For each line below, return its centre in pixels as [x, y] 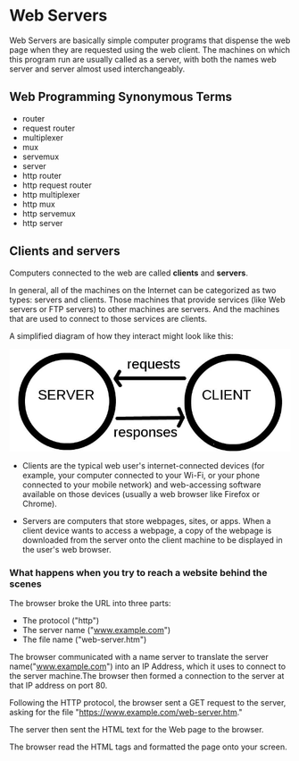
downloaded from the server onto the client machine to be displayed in [152, 540]
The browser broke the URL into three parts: [90, 604]
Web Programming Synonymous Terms [121, 97]
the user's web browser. [66, 550]
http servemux [49, 213]
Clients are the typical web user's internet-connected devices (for [143, 466]
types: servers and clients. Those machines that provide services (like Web [147, 300]
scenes [25, 584]
